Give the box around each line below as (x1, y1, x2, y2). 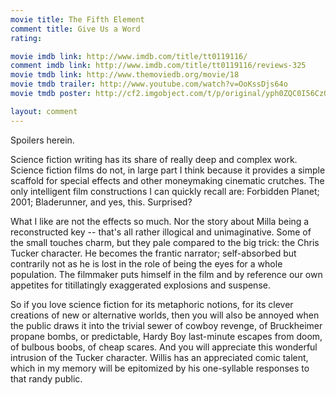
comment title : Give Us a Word (10, 24, 141, 34)
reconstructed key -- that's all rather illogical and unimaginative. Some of (10, 226, 312, 238)
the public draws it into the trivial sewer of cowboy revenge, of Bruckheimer (10, 319, 323, 331)
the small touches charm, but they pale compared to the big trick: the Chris (10, 236, 320, 248)
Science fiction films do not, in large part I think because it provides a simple (10, 164, 326, 176)
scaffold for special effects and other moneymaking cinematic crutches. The (10, 174, 325, 186)
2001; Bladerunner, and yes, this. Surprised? (10, 196, 193, 208)
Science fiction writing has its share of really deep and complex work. (10, 153, 298, 165)
